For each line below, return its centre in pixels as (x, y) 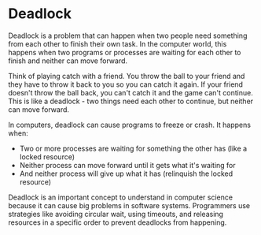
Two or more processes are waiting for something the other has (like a (133, 148)
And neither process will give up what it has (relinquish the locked (126, 173)
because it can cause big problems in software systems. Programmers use (129, 205)
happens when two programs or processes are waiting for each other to (125, 52)
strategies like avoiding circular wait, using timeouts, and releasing (116, 214)
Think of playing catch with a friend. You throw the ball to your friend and (127, 76)
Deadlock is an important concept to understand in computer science (121, 197)
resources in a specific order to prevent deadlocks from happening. (118, 222)
